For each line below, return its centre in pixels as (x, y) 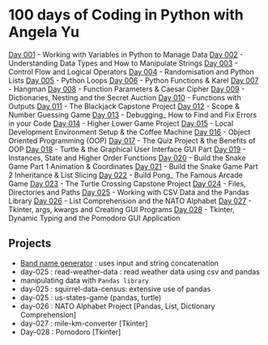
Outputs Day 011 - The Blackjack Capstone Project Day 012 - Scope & (124, 106)
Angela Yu (44, 32)
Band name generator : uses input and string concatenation (119, 263)
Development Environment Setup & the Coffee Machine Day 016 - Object (130, 132)
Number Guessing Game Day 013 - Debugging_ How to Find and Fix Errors (133, 114)
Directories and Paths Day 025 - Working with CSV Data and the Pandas (129, 192)
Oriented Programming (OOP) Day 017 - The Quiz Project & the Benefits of (132, 140)
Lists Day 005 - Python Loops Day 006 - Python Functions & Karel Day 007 (134, 80)
